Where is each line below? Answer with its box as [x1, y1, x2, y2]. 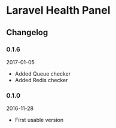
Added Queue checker [14, 70, 71, 77]
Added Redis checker [14, 76, 68, 83]
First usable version [14, 117, 64, 124]
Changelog [6, 27, 48, 38]
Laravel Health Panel [6, 4, 111, 17]
